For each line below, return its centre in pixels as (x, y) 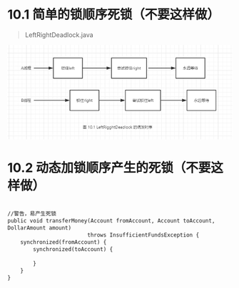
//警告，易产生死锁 (32, 214)
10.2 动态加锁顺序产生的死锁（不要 (109, 168)
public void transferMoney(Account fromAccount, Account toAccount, (111, 221)
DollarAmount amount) (40, 228)
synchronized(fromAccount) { (63, 242)
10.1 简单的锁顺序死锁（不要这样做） (113, 15)
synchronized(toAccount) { (73, 249)
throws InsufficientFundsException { (143, 235)
